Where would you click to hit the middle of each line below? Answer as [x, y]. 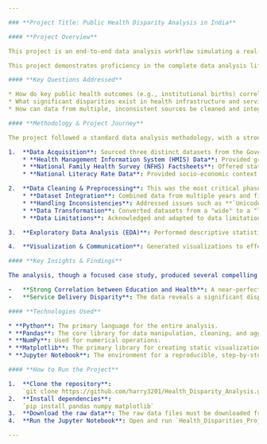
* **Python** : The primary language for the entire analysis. [113, 326]
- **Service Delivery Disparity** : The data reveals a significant [126, 297]
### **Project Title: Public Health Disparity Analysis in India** [122, 22]
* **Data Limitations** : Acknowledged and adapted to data [122, 218]
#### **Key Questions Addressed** [66, 80]
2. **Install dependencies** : [60, 399]
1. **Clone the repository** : [60, 384]
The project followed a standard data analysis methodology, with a [124, 137]
